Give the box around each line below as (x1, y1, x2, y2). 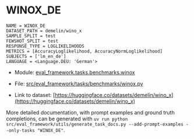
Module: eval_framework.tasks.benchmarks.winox (14, 68, 135, 76)
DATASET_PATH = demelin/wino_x (6, 27, 82, 34)
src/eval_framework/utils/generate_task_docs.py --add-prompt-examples (6, 121, 184, 127)
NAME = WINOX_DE (6, 23, 45, 29)
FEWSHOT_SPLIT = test (6, 38, 59, 44)
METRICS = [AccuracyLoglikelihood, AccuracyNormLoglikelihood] (6, 48, 163, 54)
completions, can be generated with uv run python (6, 115, 128, 122)
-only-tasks (6, 127, 35, 133)
